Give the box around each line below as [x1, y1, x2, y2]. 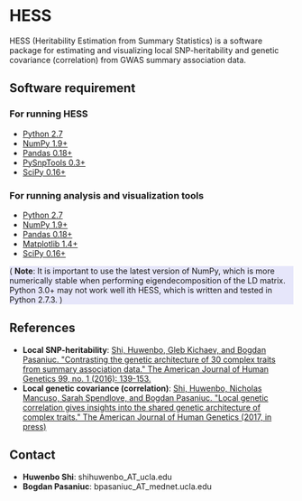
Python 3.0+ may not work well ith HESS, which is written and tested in [9, 284, 273, 295]
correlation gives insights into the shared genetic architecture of [22, 402, 261, 413]
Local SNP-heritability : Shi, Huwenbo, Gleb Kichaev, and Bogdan [22, 344, 267, 355]
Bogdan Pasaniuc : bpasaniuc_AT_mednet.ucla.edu [22, 480, 212, 492]
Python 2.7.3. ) [9, 294, 63, 305]
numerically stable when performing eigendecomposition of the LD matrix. [9, 274, 286, 285]
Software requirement [9, 80, 136, 96]
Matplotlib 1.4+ [22, 238, 78, 249]
